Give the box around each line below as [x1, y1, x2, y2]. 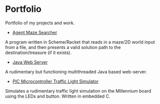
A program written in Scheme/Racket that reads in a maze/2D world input [5, 39, 155, 45]
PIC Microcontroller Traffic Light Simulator [12, 78, 99, 84]
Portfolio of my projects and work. [5, 20, 75, 26]
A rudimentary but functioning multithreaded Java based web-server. [5, 68, 148, 75]
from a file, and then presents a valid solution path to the [5, 44, 121, 50]
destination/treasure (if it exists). [5, 50, 72, 55]
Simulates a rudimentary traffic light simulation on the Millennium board [5, 88, 152, 94]
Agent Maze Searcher [12, 29, 58, 35]
